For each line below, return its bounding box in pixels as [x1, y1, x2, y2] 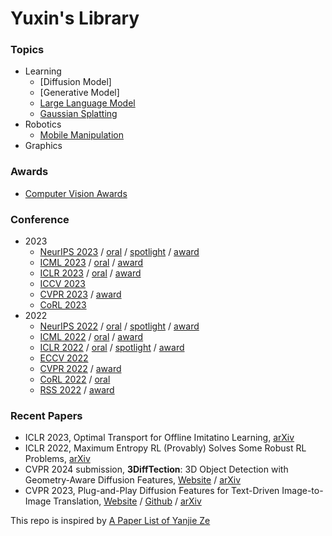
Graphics [24, 140, 63, 152]
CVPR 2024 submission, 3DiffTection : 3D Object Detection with [24, 463, 289, 476]
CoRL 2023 [39, 299, 87, 311]
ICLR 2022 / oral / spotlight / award [39, 342, 185, 354]
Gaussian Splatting [39, 108, 118, 120]
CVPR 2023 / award [39, 288, 122, 301]
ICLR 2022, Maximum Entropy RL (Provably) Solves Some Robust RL [24, 442, 307, 454]
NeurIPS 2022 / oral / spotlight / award [39, 320, 200, 332]
